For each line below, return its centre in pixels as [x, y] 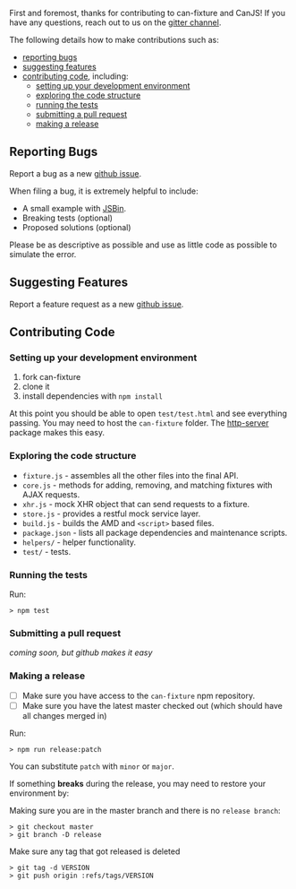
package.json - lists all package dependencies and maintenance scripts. [155, 532]
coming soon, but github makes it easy [81, 652]
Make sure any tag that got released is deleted [95, 851]
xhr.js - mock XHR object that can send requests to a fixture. [136, 504]
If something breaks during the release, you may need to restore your [138, 783]
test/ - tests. [47, 551]
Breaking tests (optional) [68, 218]
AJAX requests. [51, 494]
